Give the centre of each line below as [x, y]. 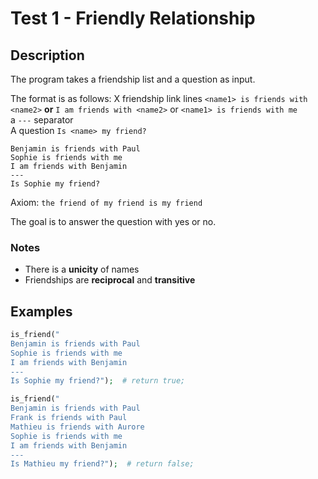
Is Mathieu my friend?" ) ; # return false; [102, 464]
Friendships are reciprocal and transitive [110, 280]
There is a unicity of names [82, 269]
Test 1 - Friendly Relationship [133, 18]
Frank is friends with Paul [69, 418]
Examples [41, 311]
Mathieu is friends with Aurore [77, 427]
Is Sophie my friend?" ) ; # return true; [98, 381]
